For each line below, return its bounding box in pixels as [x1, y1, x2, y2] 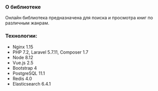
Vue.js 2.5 [12, 60, 34, 66]
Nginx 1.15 [12, 44, 34, 50]
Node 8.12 [12, 54, 34, 60]
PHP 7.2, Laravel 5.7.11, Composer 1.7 [12, 49, 89, 55]
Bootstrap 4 [12, 65, 37, 71]
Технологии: [5, 32, 38, 39]
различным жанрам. [5, 20, 49, 26]
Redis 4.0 [12, 76, 33, 82]
